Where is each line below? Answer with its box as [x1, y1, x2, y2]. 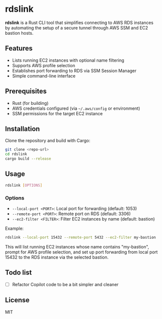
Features [5, 44, 33, 52]
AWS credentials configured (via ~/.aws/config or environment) [12, 105, 141, 111]
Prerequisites [5, 87, 47, 96]
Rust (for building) [12, 100, 49, 106]
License [5, 296, 30, 304]
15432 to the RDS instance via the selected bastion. [5, 254, 109, 260]
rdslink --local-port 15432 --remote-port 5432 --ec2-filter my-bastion [5, 235, 156, 240]
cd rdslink [5, 152, 27, 157]
